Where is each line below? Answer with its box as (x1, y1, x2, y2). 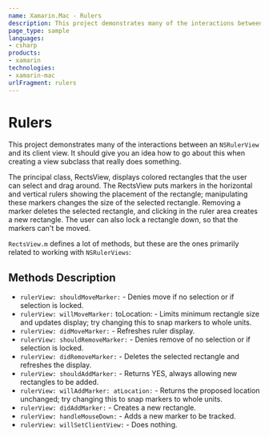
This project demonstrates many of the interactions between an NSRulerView (8, 140, 259, 149)
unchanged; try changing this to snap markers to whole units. (19, 395, 223, 404)
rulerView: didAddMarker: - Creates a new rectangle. (19, 403, 196, 413)
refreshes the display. (19, 360, 92, 370)
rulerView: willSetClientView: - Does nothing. (19, 420, 178, 430)
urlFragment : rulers (8, 79, 78, 87)
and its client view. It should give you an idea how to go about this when (8, 148, 246, 158)
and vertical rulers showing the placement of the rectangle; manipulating (8, 189, 248, 199)
